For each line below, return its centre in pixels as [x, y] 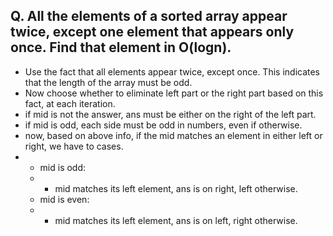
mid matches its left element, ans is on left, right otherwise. [176, 220]
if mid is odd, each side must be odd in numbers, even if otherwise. [163, 125]
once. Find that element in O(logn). [121, 47]
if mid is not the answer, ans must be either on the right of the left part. [170, 114]
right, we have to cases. [74, 146]
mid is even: [64, 199]
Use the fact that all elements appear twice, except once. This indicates [172, 71]
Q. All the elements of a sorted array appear [149, 16]
